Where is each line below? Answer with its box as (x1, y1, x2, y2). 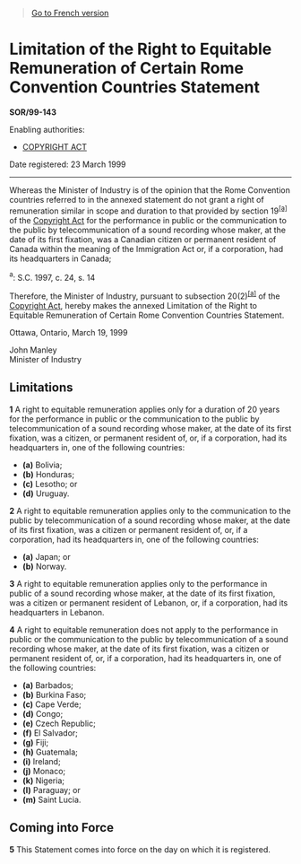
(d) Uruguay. (21, 488, 70, 499)
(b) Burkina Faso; (21, 689, 87, 700)
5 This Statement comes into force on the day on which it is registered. (9, 843, 271, 855)
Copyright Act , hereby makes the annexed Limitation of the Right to (9, 300, 258, 310)
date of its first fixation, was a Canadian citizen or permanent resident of (9, 233, 277, 245)
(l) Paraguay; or (21, 784, 81, 795)
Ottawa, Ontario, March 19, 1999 (9, 327, 128, 337)
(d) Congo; (21, 708, 64, 719)
